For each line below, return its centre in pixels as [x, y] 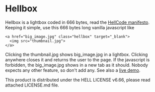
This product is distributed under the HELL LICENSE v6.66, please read [78, 80]
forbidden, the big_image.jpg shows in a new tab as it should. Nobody [77, 65]
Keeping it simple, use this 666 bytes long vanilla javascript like [70, 27]
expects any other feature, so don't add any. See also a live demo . [73, 70]
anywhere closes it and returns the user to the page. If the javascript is [77, 59]
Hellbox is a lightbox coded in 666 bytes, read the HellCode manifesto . [77, 22]
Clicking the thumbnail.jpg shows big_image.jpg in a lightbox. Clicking [77, 54]
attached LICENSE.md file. [32, 85]
